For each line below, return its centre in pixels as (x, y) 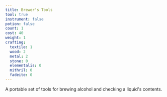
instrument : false (24, 19)
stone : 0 (19, 61)
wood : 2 (18, 51)
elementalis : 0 (26, 65)
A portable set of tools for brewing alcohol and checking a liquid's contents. (84, 89)
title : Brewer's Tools (29, 10)
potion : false (20, 24)
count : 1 (14, 28)
